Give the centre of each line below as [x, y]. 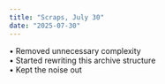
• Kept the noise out [45, 69]
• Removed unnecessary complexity [75, 50]
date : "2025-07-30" [45, 26]
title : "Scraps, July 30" [56, 17]
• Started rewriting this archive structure [82, 60]
